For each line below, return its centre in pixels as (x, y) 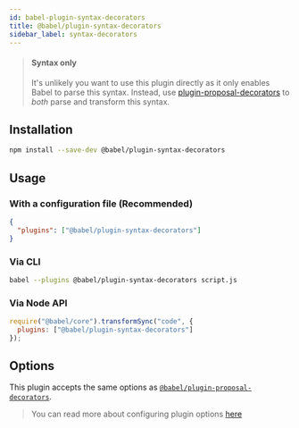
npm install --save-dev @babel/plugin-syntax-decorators (117, 150)
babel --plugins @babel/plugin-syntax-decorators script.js (124, 280)
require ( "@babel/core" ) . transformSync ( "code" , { (101, 322)
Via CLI (25, 262)
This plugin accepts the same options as (83, 387)
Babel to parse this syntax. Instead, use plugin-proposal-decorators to (160, 92)
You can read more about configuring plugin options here (137, 414)
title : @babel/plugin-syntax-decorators (86, 26)
